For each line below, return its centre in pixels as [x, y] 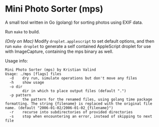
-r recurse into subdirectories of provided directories [71, 112]
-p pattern [20, 95]
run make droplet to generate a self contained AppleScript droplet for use [78, 46]
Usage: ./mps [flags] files [33, 74]
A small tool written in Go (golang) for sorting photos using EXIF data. [74, 22]
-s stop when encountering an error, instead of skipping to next [81, 116]
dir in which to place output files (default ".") [74, 91]
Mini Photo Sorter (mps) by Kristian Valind [51, 70]
